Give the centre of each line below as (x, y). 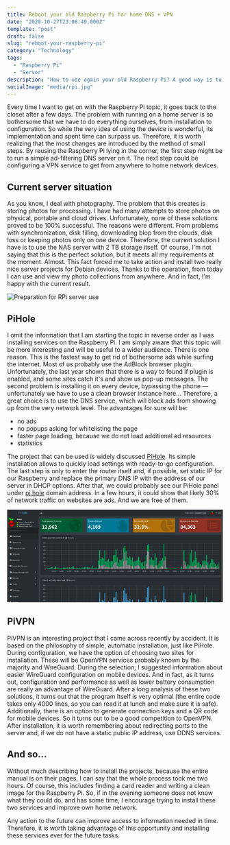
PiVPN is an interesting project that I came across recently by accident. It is (113, 638)
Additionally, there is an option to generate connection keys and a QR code (113, 711)
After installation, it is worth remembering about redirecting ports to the (107, 725)
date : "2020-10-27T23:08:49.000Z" (56, 22)
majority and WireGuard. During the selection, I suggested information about (115, 667)
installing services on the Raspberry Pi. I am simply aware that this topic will (114, 342)
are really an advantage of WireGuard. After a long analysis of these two (109, 689)
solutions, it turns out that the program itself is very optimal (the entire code (114, 696)
